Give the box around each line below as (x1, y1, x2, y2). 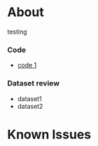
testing (7, 27, 27, 36)
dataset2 (17, 102, 43, 110)
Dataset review (7, 79, 60, 88)
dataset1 (17, 94, 42, 102)
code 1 (17, 61, 37, 69)
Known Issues (7, 126, 92, 142)
